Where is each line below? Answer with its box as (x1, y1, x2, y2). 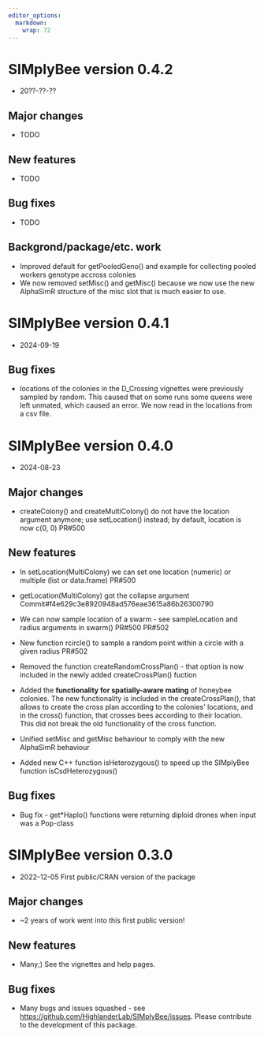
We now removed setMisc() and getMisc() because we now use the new (19, 278, 255, 288)
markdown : (15, 19, 47, 27)
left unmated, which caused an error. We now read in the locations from (19, 401, 253, 410)
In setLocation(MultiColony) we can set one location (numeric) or (19, 567, 231, 576)
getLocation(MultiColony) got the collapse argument (19, 591, 190, 600)
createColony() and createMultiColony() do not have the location (19, 506, 230, 517)
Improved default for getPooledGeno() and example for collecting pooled (19, 261, 256, 270)
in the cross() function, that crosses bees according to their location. (19, 711, 243, 720)
